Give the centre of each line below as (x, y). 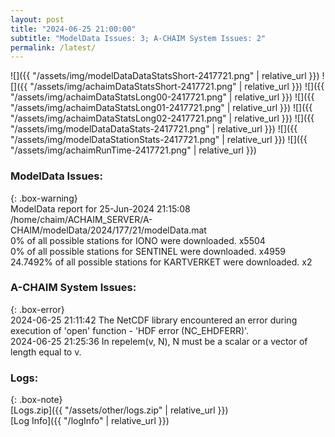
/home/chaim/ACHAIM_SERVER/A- (81, 219)
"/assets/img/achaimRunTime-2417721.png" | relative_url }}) (133, 150)
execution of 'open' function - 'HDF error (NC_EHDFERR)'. (130, 330)
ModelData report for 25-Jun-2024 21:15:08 (100, 208)
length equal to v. (46, 352)
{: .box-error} (37, 309)
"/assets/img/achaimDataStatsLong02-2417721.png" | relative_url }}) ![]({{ (162, 118)
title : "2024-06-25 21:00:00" (73, 29)
